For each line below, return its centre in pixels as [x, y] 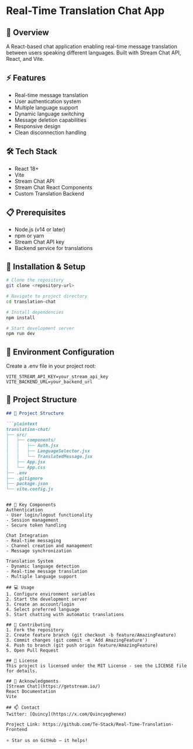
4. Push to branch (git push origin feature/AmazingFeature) [82, 645]
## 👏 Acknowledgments [32, 681]
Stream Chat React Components [53, 187]
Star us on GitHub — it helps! [50, 741]
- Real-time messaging [34, 541]
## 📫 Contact [23, 708]
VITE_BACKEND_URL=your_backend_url [49, 382]
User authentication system [48, 101]
